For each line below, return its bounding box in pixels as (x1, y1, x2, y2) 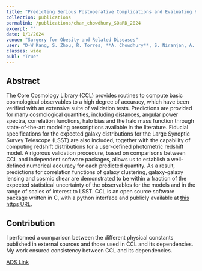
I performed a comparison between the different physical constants (6, 234, 174, 241)
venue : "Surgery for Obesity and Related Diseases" (6, 37, 138, 43)
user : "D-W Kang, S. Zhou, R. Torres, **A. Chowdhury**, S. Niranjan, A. (6, 43, 195, 49)
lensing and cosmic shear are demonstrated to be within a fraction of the (6, 175, 187, 182)
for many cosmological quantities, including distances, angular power (6, 111, 179, 118)
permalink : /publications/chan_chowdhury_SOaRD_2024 (6, 20, 141, 26)
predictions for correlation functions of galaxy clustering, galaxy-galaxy (6, 169, 183, 176)
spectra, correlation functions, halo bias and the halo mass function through (6, 117, 194, 125)
